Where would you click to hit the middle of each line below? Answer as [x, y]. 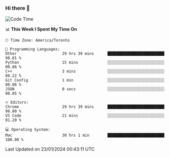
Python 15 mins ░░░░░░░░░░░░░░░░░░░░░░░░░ [85, 63]
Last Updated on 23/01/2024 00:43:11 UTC [50, 149]
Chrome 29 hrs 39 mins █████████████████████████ [85, 107]
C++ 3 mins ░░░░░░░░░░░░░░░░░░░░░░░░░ [85, 71]
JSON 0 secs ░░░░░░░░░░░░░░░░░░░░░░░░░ [85, 89]
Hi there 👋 [18, 8]
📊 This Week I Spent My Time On [41, 29]
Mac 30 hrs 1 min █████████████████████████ [85, 135]
